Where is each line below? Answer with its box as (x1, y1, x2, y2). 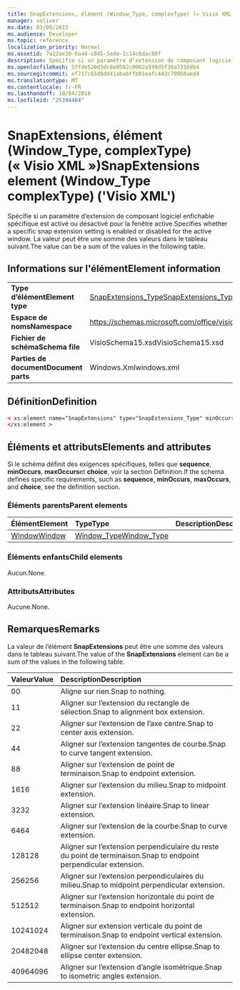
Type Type (74, 519, 109, 529)
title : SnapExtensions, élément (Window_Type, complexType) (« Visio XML (7, 10, 232, 18)
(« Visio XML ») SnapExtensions (7, 158, 200, 174)
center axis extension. (60, 727, 134, 737)
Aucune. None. (7, 602, 50, 611)
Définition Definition (7, 395, 97, 408)
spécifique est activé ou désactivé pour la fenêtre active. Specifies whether (7, 219, 228, 228)
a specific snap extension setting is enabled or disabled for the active (7, 226, 212, 236)
